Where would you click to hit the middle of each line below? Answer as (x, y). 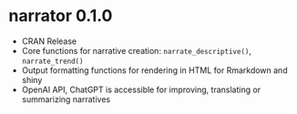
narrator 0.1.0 (61, 16)
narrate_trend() (52, 61)
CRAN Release (49, 41)
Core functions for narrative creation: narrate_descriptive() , (137, 50)
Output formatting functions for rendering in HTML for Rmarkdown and (154, 70)
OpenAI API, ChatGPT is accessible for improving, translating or (141, 89)
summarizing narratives (66, 99)
